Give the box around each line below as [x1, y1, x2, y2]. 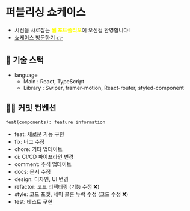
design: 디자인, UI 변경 [14, 175, 69, 183]
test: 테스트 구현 [14, 198, 53, 205]
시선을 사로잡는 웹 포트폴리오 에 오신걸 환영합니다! [14, 26, 130, 34]
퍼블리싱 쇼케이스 [5, 5, 86, 19]
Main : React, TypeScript [23, 77, 85, 85]
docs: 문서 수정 [14, 168, 51, 175]
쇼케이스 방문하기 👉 [14, 34, 63, 41]
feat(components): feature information [5, 119, 106, 125]
